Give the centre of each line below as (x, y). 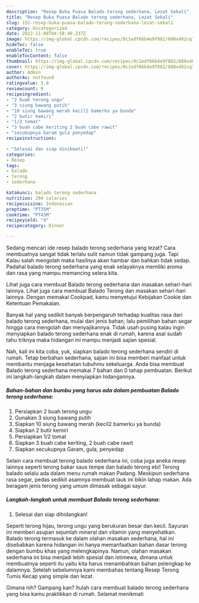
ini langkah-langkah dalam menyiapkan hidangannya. (71, 376)
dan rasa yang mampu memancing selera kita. (62, 273)
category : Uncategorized (37, 28)
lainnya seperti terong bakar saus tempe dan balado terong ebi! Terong (93, 467)
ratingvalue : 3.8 (28, 84)
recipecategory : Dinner (36, 226)
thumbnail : (20, 61)
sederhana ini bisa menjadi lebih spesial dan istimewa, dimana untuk (89, 557)
